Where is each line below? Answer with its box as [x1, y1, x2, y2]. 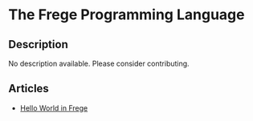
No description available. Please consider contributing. [8, 58, 190, 68]
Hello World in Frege [19, 103, 88, 113]
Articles [8, 82, 50, 95]
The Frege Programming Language [8, 6, 245, 24]
